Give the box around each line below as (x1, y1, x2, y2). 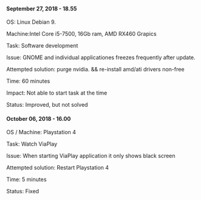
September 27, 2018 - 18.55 (6, 5, 77, 12)
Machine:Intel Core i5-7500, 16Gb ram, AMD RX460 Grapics (6, 30, 157, 38)
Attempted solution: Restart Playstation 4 (6, 164, 109, 171)
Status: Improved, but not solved (6, 101, 88, 109)
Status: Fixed (6, 188, 40, 195)
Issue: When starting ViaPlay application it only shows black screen (6, 152, 175, 160)
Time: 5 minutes (6, 176, 47, 183)
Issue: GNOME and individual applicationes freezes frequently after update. (6, 54, 196, 61)
